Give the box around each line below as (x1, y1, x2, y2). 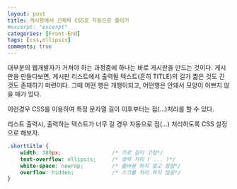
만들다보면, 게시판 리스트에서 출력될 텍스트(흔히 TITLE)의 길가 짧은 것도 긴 (20, 72, 225, 80)
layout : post (7, 10, 46, 18)
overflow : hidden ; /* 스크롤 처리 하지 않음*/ (20, 169, 182, 176)
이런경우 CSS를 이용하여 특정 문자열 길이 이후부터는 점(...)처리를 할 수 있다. (7, 105, 214, 113)
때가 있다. (14, 90, 42, 98)
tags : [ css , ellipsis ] (7, 37, 71, 44)
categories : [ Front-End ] (7, 30, 81, 37)
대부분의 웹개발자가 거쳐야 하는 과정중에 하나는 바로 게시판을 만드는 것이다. (7, 63, 214, 71)
